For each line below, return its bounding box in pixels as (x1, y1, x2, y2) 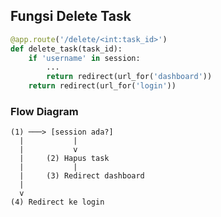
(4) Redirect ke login (10, 197, 105, 208)
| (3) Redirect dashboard (19, 171, 145, 181)
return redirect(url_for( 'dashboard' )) (46, 72, 213, 82)
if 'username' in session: (28, 53, 141, 63)
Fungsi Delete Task (10, 8, 132, 25)
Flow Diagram (10, 104, 79, 118)
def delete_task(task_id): (10, 44, 123, 54)
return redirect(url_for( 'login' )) (28, 81, 177, 91)
